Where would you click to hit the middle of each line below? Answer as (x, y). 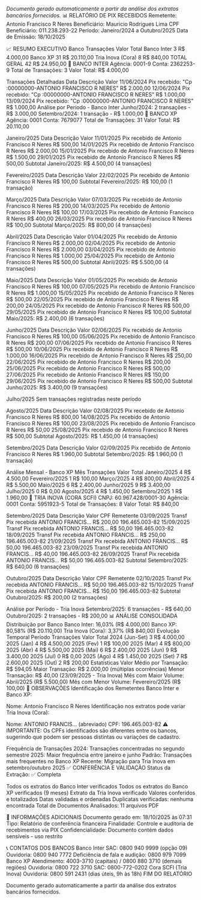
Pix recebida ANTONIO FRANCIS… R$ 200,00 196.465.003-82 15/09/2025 (98, 522)
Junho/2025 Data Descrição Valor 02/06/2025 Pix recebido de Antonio (94, 330)
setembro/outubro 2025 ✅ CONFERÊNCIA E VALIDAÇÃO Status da (88, 768)
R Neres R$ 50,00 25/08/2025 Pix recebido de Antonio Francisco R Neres (97, 430)
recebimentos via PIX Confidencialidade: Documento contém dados (90, 830)
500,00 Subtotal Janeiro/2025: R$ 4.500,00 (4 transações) (79, 163)
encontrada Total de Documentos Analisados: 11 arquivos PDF (82, 805)
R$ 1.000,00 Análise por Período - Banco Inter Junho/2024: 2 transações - (98, 107)
